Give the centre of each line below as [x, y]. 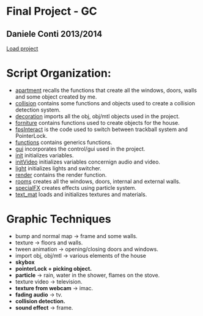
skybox [25, 262]
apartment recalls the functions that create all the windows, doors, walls [106, 90]
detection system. [38, 110]
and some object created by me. [56, 97]
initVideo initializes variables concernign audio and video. [88, 162]
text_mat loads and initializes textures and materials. [81, 194]
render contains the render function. [61, 175]
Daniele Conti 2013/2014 [54, 34]
